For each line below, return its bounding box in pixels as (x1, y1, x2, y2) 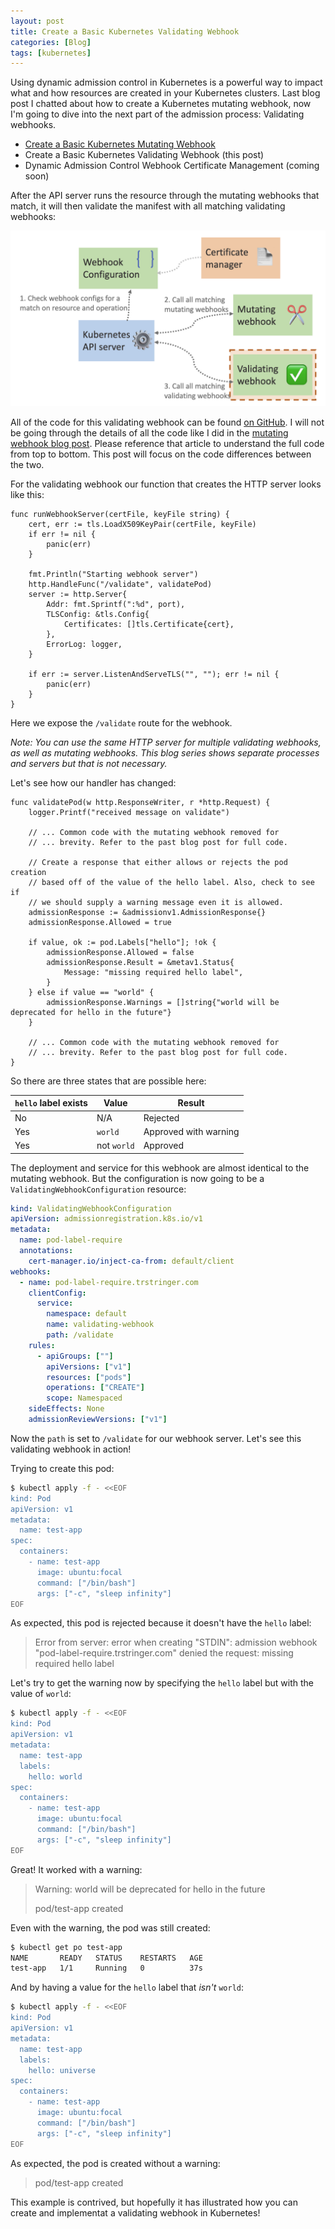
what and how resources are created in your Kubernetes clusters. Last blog (10, 87, 321, 99)
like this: (10, 488, 45, 500)
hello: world (28, 1771, 83, 1782)
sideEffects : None (28, 1404, 105, 1414)
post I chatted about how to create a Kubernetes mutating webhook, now (10, 98, 312, 110)
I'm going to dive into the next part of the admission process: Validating (10, 108, 305, 120)
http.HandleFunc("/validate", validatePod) (28, 579, 213, 589)
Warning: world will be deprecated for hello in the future (34, 1883, 266, 1895)
